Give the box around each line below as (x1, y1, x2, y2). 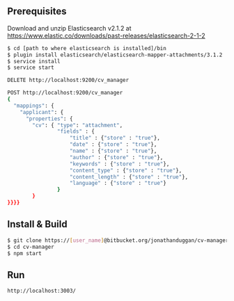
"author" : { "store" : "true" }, (69, 154, 164, 161)
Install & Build (7, 218, 68, 230)
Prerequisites (7, 6, 67, 17)
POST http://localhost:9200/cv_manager (7, 90, 123, 97)
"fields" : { (56, 128, 95, 135)
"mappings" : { (13, 102, 54, 109)
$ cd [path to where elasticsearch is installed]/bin (7, 44, 167, 51)
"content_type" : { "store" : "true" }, (69, 167, 182, 174)
